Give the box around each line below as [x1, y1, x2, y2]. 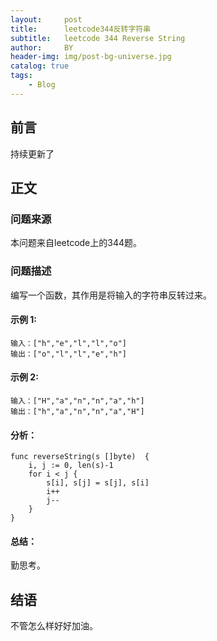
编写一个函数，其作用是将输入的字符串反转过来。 [10, 289, 212, 301]
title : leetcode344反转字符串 [10, 24, 152, 34]
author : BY [10, 42, 74, 53]
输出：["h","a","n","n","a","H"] [10, 406, 145, 416]
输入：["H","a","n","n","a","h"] [10, 396, 145, 406]
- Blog [28, 80, 56, 90]
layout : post [10, 14, 83, 25]
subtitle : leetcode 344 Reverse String [10, 33, 186, 43]
